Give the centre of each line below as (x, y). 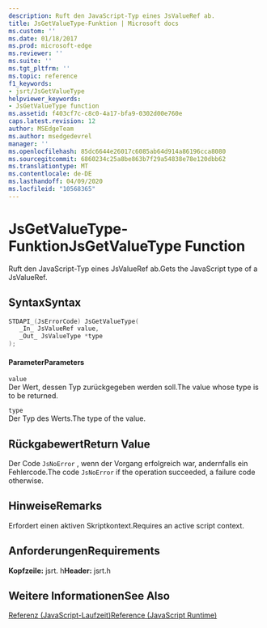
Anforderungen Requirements (84, 551)
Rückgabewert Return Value (80, 444)
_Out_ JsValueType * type (61, 337)
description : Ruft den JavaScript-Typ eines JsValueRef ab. (112, 16)
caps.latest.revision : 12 (52, 121)
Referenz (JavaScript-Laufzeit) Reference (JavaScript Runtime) (113, 615)
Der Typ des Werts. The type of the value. (77, 418)
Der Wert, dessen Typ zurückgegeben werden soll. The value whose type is (133, 387)
